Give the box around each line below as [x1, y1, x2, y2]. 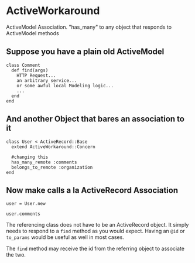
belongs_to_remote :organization [11, 164, 93, 170]
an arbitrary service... [16, 77, 77, 83]
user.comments [6, 211, 41, 217]
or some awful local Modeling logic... [16, 83, 114, 88]
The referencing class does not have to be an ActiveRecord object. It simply [6, 221, 189, 228]
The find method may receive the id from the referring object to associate [6, 245, 184, 252]
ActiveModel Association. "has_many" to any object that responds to [6, 23, 172, 30]
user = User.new [6, 201, 46, 207]
